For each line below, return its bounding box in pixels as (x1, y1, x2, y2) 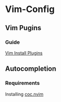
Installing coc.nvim (5, 91, 44, 97)
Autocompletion (5, 64, 57, 73)
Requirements (5, 79, 40, 86)
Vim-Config (5, 4, 55, 15)
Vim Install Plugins (5, 50, 43, 56)
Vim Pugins (5, 24, 41, 32)
